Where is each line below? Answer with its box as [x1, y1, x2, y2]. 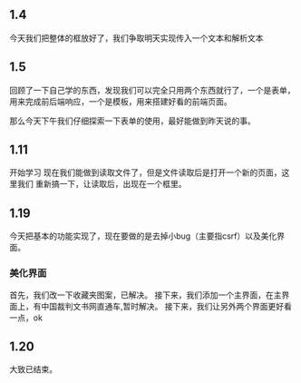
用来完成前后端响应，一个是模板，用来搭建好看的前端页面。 [9, 95, 232, 107]
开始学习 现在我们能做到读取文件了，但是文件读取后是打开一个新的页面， [9, 167, 282, 178]
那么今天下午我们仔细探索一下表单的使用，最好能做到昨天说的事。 [9, 115, 256, 126]
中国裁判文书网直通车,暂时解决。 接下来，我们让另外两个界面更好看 [40, 300, 292, 311]
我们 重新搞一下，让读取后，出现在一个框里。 [16, 179, 187, 190]
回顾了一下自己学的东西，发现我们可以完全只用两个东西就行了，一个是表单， [9, 84, 296, 95]
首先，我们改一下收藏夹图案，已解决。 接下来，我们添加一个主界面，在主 [9, 290, 282, 300]
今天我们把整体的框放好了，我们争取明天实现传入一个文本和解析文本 [9, 32, 264, 44]
